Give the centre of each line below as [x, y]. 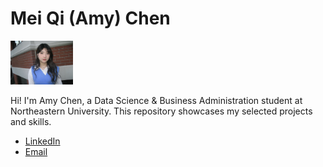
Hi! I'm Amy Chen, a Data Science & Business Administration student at [156, 101]
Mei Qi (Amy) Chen [90, 18]
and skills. [31, 122]
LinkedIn [42, 141]
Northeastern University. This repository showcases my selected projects [161, 111]
